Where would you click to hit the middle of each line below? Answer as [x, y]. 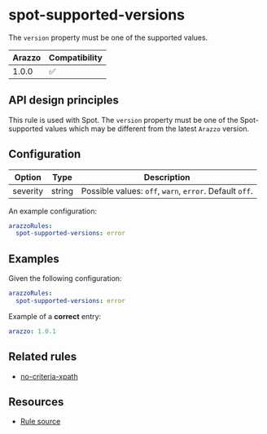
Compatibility [76, 57]
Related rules [43, 357]
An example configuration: [53, 211]
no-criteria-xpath [49, 376]
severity [28, 191]
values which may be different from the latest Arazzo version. [147, 129]
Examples [34, 259]
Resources [36, 402]
